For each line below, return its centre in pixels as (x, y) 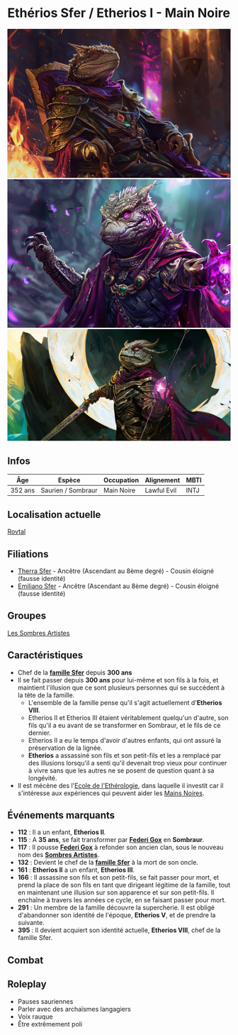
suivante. (31, 923)
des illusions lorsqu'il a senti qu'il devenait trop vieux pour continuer (127, 763)
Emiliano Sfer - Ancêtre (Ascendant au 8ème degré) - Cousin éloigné (118, 586)
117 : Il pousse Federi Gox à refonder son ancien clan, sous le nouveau (120, 847)
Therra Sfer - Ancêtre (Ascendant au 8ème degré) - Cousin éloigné (116, 571)
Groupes (27, 616)
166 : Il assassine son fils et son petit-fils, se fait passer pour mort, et (118, 878)
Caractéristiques (45, 655)
